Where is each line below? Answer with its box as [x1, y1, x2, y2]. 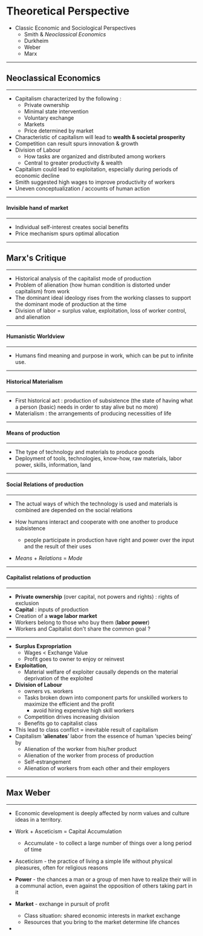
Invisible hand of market [6, 204, 68, 212]
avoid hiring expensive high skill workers [33, 706, 135, 714]
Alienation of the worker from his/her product [24, 745, 137, 752]
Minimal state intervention [24, 108, 89, 115]
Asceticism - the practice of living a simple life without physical [14, 857, 173, 865]
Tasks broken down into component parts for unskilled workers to [24, 694, 188, 701]
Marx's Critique [6, 253, 66, 264]
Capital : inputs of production [14, 606, 89, 613]
